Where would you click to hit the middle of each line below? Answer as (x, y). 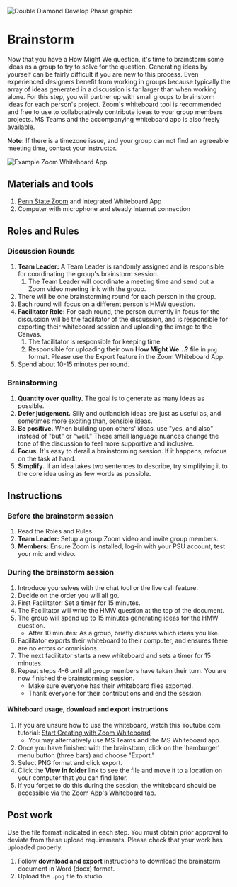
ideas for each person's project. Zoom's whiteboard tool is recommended (115, 104)
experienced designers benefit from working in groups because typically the (119, 81)
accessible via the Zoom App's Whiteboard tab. (87, 793)
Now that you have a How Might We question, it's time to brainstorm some (116, 59)
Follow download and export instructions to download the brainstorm (119, 861)
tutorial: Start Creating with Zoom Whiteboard (84, 733)
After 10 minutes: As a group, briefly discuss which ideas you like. (124, 633)
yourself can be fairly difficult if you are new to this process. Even (103, 74)
